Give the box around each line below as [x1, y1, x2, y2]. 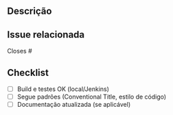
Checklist [7, 66, 49, 78]
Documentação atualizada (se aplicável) [16, 101, 131, 109]
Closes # [7, 47, 32, 55]
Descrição [7, 5, 52, 17]
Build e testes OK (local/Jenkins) [16, 85, 110, 93]
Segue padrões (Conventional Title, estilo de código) [16, 92, 167, 101]
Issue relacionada [7, 29, 85, 40]
